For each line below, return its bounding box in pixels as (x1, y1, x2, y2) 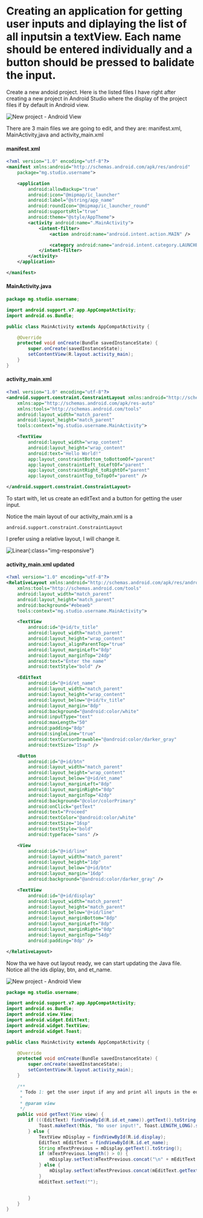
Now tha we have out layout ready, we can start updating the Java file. (6, 959, 182, 967)
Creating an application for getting (6, 4, 183, 18)
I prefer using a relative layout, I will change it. (6, 535, 121, 543)
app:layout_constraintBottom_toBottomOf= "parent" (28, 456, 155, 462)
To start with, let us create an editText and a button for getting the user (6, 495, 182, 502)
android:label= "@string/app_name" (28, 198, 115, 204)
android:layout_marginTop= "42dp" (28, 792, 112, 798)
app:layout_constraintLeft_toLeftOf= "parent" (28, 462, 145, 468)
